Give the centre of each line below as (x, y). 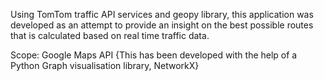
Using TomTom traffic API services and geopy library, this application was (162, 14)
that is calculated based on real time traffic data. (110, 35)
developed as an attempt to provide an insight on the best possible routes (162, 25)
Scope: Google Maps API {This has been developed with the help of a (154, 55)
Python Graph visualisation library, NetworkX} (105, 65)
